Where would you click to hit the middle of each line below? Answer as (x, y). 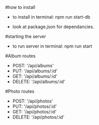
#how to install (20, 7)
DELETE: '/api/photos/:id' (38, 117)
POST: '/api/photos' (33, 101)
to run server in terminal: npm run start (52, 46)
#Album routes (20, 56)
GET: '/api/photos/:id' (34, 112)
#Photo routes (20, 91)
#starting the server (26, 36)
